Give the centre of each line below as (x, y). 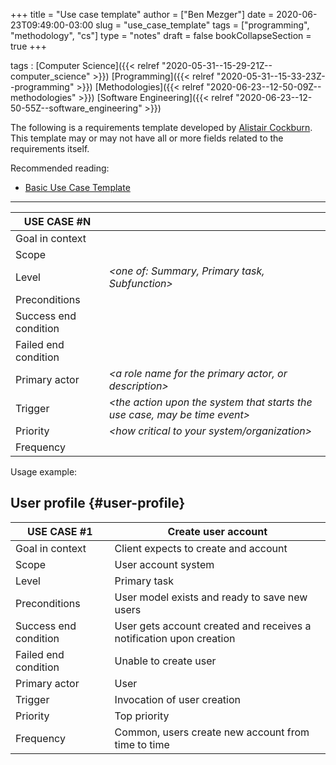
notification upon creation (175, 638)
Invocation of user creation (178, 699)
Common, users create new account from (212, 732)
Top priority (142, 716)
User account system (164, 564)
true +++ (29, 46)
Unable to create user (165, 661)
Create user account (217, 531)
